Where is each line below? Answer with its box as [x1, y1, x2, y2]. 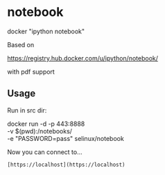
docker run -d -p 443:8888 [7, 119, 85, 128]
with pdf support [7, 67, 55, 76]
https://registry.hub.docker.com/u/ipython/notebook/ [7, 53, 158, 62]
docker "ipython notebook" [7, 27, 85, 35]
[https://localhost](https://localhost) [7, 161, 126, 168]
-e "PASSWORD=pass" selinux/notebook [7, 134, 125, 142]
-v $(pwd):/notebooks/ [7, 126, 73, 135]
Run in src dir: [7, 106, 47, 115]
